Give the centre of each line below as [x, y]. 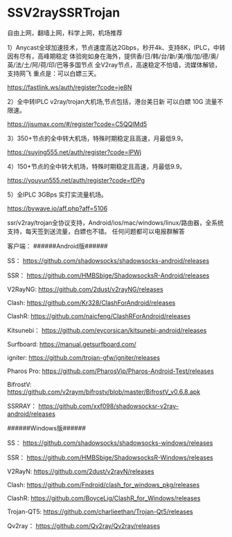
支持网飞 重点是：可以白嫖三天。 [54, 73]
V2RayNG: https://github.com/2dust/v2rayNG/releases [86, 289]
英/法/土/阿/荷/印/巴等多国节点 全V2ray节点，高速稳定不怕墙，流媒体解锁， [114, 64]
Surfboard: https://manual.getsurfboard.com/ [72, 344]
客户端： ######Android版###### [58, 246]
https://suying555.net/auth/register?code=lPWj [74, 152]
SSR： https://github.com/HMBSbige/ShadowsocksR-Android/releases [108, 275]
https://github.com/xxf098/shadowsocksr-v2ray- [108, 406]
